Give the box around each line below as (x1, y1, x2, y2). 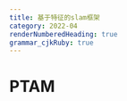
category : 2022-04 (9, 21, 78, 30)
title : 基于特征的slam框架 (9, 13, 100, 22)
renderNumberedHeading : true (9, 29, 118, 38)
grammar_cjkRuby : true (9, 38, 94, 47)
